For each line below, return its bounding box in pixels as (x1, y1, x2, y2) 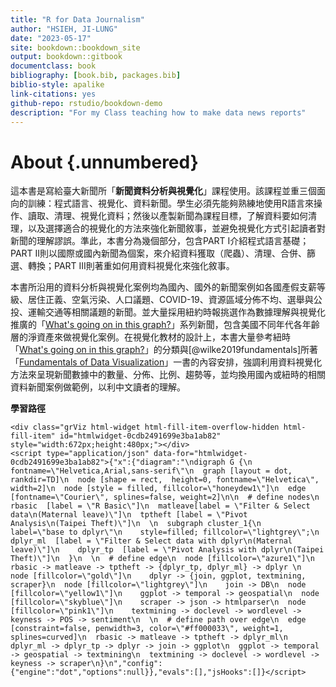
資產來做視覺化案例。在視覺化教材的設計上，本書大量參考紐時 (36, 331, 291, 343)
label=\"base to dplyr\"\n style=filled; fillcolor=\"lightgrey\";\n (10, 527, 320, 538)
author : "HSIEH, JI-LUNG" (10, 24, 118, 34)
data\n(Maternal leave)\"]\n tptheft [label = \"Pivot (10, 510, 248, 520)
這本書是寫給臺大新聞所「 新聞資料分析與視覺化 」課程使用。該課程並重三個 (10, 185, 317, 197)
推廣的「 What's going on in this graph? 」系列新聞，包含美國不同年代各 (10, 319, 303, 331)
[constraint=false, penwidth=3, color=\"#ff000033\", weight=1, (10, 624, 284, 634)
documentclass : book (10, 61, 97, 71)
